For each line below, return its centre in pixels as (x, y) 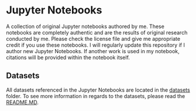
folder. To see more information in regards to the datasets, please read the (96, 96)
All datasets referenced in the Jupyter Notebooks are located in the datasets (98, 90)
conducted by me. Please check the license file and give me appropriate (93, 39)
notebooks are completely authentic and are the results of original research (97, 32)
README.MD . (23, 102)
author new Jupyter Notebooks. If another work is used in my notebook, (93, 51)
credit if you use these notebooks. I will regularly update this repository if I (96, 45)
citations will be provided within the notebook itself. (68, 57)
